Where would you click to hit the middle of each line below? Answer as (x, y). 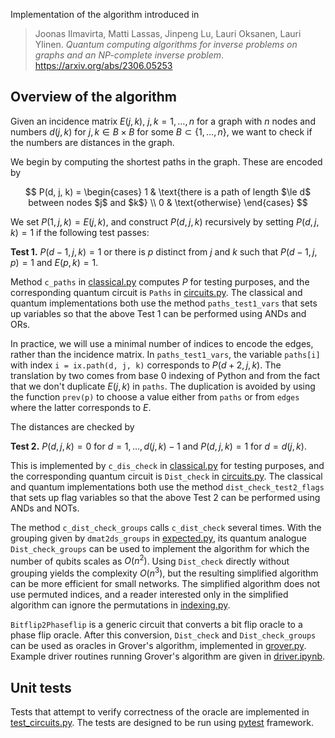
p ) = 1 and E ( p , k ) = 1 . (54, 262)
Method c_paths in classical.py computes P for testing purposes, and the (160, 281)
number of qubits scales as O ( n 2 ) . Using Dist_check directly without (150, 560)
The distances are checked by (72, 426)
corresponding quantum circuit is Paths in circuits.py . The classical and (156, 292)
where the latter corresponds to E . (81, 407)
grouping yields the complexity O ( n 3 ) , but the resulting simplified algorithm (164, 572)
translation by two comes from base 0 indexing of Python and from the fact (165, 375)
